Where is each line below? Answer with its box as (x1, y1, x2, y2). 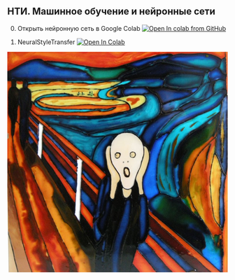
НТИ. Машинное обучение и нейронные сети (7, 6, 215, 17)
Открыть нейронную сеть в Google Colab (17, 24, 141, 32)
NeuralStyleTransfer (17, 38, 76, 46)
